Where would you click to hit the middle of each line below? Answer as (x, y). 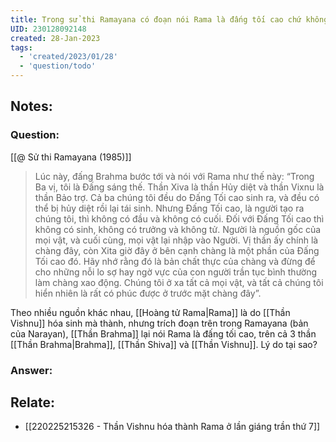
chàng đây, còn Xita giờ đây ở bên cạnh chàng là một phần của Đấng (177, 250)
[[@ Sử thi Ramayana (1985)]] (71, 157)
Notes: (31, 106)
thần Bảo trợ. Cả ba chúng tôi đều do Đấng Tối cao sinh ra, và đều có (177, 197)
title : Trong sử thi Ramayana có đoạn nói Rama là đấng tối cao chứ (156, 19)
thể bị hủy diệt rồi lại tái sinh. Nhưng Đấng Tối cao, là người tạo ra (169, 208)
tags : (21, 47)
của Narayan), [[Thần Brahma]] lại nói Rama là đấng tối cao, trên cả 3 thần (163, 333)
